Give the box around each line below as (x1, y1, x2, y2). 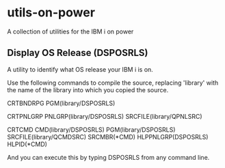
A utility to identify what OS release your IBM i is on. (7, 65, 154, 73)
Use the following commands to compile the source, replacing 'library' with (7, 79, 219, 87)
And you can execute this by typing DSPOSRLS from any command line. (7, 153, 210, 161)
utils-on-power (7, 5, 96, 20)
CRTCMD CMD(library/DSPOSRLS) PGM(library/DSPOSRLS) (7, 125, 176, 134)
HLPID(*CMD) (7, 140, 48, 148)
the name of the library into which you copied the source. (7, 85, 169, 94)
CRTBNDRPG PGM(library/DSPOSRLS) (7, 99, 116, 107)
